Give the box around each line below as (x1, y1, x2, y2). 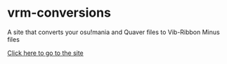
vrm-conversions (7, 5, 111, 21)
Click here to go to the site (7, 49, 84, 57)
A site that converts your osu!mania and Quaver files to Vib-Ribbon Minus (7, 28, 220, 36)
